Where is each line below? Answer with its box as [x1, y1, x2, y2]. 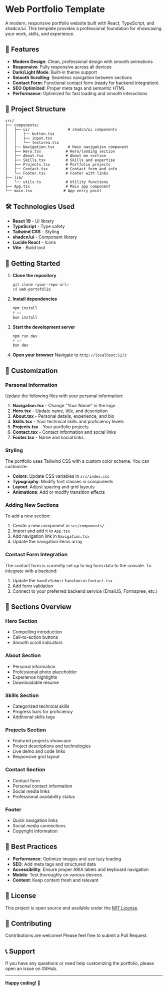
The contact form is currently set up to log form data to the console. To [5, 562, 151, 568]
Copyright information [12, 828, 58, 834]
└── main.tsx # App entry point [5, 188, 101, 193]
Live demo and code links [12, 748, 65, 754]
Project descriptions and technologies [12, 743, 91, 749]
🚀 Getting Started [5, 259, 60, 268]
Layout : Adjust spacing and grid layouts [12, 484, 95, 490]
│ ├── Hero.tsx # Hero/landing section [5, 149, 115, 154]
